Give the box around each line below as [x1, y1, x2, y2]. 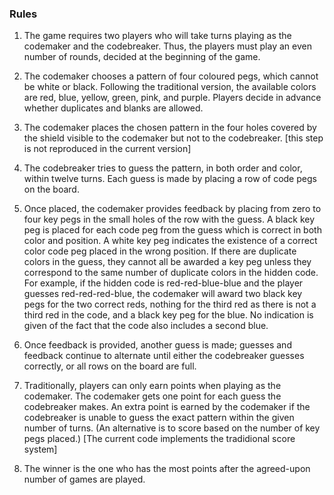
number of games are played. [23, 473, 146, 486]
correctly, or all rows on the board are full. [23, 360, 197, 372]
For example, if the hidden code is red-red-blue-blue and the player [23, 277, 304, 289]
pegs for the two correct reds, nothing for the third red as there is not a [23, 298, 317, 311]
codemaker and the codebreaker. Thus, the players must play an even [23, 40, 312, 52]
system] [23, 443, 58, 456]
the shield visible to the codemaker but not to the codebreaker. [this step [23, 132, 324, 144]
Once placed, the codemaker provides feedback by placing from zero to [23, 203, 322, 215]
